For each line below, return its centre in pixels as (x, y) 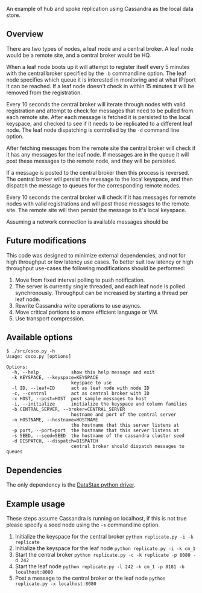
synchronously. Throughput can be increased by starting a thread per (101, 293)
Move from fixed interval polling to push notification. (80, 280)
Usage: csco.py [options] (39, 357)
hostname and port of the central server (124, 415)
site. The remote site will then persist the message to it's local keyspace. (96, 210)
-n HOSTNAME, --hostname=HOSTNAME (55, 420)
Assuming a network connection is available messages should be (87, 222)
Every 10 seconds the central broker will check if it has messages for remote (101, 197)
